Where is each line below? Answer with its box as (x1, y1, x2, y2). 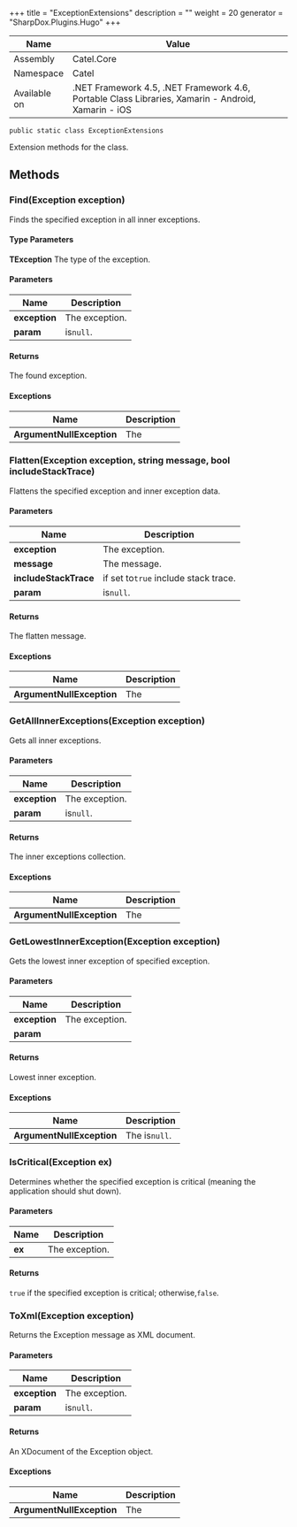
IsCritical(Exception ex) (9, 1156, 113, 1169)
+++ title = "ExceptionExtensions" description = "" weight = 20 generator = (9, 8, 284, 18)
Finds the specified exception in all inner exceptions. (9, 214, 201, 225)
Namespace (13, 67, 65, 79)
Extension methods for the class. (9, 142, 129, 152)
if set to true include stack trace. (103, 572, 236, 584)
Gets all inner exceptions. (9, 734, 102, 746)
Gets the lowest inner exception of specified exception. (9, 955, 210, 966)
